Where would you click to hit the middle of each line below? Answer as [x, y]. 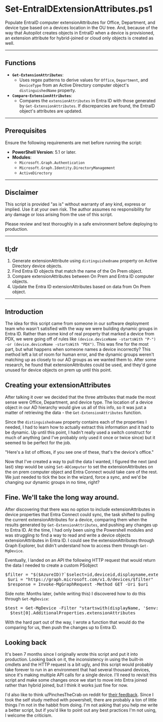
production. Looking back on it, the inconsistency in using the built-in [74, 659]
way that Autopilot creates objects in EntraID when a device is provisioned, [80, 33]
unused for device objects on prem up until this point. [58, 370]
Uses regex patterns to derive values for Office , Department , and [84, 80]
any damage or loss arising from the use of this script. [59, 215]
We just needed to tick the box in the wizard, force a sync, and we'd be [76, 477]
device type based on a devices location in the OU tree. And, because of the [81, 27]
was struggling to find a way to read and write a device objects [68, 535]
